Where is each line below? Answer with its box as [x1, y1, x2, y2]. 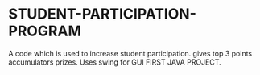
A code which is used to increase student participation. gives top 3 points [8, 48, 253, 58]
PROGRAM [8, 22, 82, 40]
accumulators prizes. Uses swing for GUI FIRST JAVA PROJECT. [8, 57, 221, 67]
